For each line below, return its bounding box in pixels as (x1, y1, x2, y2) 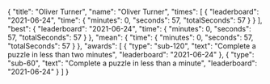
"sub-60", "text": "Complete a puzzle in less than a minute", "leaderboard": (7, 58, 258, 68)
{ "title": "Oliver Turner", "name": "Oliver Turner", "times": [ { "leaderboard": (7, 7, 259, 16)
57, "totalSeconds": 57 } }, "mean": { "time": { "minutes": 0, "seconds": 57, (7, 32, 254, 42)
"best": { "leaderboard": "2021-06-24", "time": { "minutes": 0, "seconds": (7, 24, 251, 33)
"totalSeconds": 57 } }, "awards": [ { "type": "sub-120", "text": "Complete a (7, 41, 256, 51)
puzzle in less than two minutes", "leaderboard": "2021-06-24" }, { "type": (7, 50, 255, 59)
